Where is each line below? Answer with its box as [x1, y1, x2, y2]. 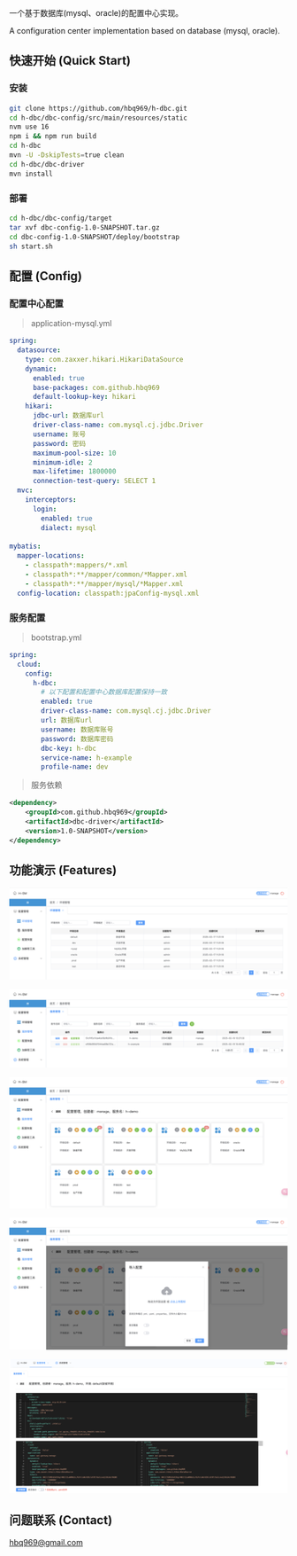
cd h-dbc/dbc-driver [9, 160, 86, 168]
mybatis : [9, 542, 42, 551]
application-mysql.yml [30, 318, 112, 329]
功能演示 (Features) [9, 863, 118, 878]
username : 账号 [32, 429, 87, 439]
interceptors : [25, 496, 77, 504]
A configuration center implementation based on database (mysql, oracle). [9, 26, 280, 35]
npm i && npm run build [9, 132, 97, 141]
